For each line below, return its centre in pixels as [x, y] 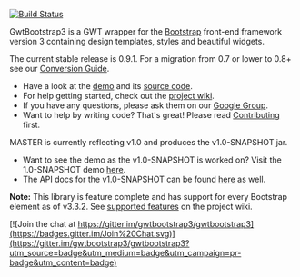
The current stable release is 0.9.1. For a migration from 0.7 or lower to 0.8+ [150, 59]
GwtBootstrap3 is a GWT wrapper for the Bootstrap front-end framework [146, 31]
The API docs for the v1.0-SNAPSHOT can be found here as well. [144, 179]
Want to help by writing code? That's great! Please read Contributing [151, 115]
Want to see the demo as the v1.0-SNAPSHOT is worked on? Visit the [152, 160]
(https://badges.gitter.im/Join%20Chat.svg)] [92, 233]
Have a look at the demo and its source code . [108, 86]
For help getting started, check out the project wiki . [119, 96]
